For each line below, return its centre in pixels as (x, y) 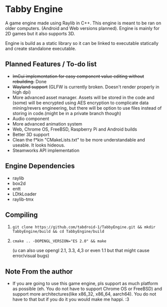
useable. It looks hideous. (39, 145)
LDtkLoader (24, 194)
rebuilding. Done (29, 81)
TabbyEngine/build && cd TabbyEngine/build (58, 232)
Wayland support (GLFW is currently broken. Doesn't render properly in (86, 87)
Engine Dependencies (40, 166)
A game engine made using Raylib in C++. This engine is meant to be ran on (83, 23)
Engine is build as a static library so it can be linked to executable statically (82, 43)
